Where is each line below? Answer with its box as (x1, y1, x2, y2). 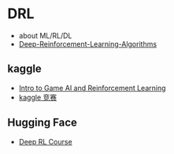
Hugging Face (7, 116, 78, 130)
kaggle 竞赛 (18, 92, 57, 102)
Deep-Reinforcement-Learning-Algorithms (18, 39, 157, 48)
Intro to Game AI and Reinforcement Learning (18, 83, 166, 92)
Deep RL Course (18, 137, 72, 146)
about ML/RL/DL (18, 31, 72, 40)
